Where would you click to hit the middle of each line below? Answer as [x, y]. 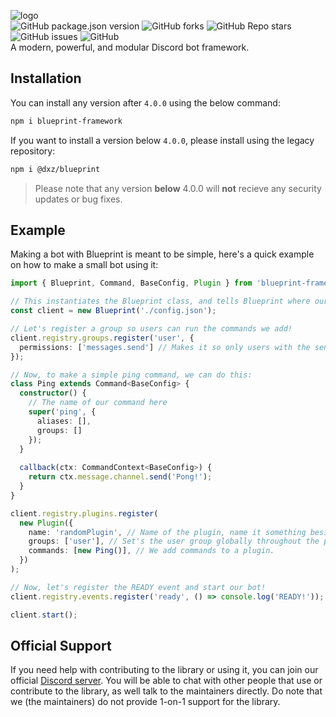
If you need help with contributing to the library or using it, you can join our [164, 670]
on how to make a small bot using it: [84, 265]
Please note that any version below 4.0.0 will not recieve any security [178, 188]
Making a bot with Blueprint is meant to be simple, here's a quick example [162, 254]
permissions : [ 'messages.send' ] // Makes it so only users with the [165, 347]
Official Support [61, 645]
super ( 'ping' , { [62, 412]
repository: [33, 151]
